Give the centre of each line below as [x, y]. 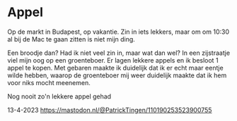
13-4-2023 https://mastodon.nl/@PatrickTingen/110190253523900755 [110, 110]
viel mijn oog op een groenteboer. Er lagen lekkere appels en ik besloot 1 [113, 60]
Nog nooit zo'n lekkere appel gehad [59, 96]
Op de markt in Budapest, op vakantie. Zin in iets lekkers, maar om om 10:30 [118, 32]
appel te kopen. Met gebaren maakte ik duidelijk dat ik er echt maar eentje [116, 68]
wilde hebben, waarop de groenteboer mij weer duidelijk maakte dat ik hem [117, 75]
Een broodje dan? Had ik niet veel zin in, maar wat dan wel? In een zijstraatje [119, 53]
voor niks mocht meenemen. [49, 82]
